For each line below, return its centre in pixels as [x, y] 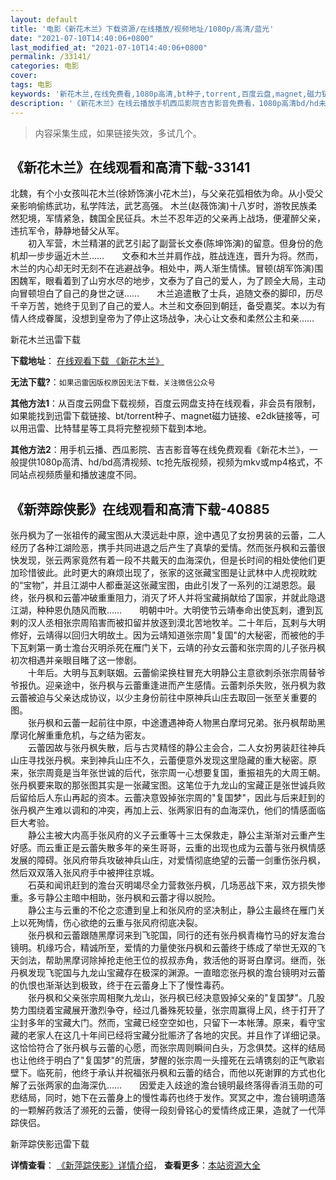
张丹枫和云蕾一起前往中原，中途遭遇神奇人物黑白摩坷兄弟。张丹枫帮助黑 [176, 723]
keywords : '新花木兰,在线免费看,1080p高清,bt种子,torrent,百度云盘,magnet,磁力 [166, 94]
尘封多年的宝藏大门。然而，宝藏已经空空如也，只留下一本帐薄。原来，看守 [163, 1023]
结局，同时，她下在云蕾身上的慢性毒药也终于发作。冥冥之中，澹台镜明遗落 [172, 1098]
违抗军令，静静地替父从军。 [67, 231]
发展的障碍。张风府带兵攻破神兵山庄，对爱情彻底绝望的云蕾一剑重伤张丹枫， [168, 860]
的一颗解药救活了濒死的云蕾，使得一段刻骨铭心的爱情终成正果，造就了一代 [163, 1110]
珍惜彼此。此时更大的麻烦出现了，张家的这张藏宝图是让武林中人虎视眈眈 [167, 573]
